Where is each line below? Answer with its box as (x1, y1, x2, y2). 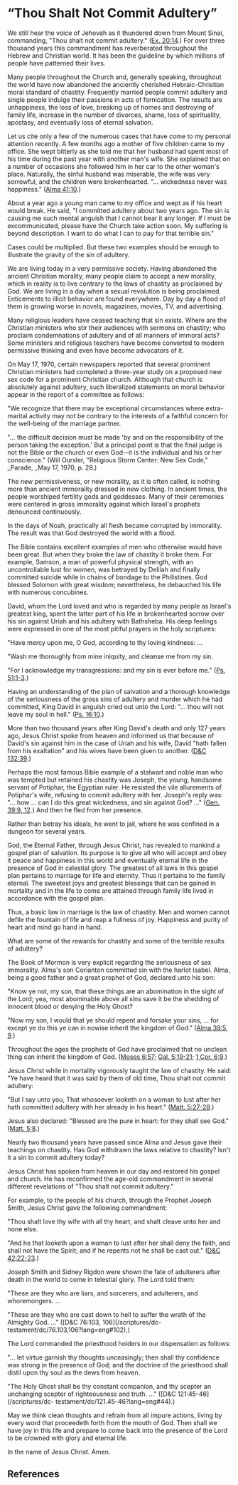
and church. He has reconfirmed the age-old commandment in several (7, 1174, 214, 1183)
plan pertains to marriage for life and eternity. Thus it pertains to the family (7, 871, 226, 879)
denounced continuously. (7, 507, 82, 516)
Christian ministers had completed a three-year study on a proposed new (7, 367, 222, 376)
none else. (7, 1224, 38, 1233)
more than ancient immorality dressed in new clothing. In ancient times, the (7, 485, 227, 493)
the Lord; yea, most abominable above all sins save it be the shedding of (7, 994, 220, 1003)
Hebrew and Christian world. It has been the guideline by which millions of (7, 51, 225, 60)
